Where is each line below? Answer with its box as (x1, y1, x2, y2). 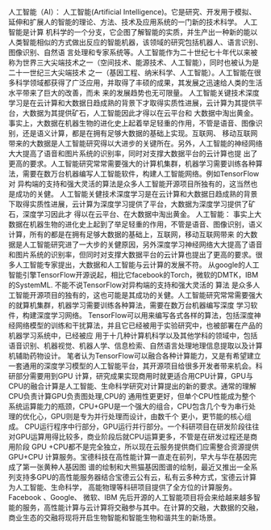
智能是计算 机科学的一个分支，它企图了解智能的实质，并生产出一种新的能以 (8, 28, 258, 36)
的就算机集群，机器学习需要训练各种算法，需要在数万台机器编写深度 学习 (8, 300, 251, 310)
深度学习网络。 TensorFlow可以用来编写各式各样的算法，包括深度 (35, 311, 254, 320)
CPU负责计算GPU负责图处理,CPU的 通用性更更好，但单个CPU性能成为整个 (8, 392, 256, 401)
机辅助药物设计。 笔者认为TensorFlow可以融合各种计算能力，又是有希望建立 (8, 351, 261, 360)
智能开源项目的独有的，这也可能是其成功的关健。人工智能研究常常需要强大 (15, 290, 263, 299)
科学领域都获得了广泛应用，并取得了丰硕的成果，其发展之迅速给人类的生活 (15, 78, 263, 87)
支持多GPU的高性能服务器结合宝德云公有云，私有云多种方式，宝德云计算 (15, 473, 256, 481)
